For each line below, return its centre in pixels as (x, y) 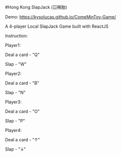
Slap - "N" (15, 92)
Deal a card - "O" (22, 111)
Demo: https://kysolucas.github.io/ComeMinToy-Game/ (60, 17)
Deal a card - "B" (22, 83)
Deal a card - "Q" (22, 55)
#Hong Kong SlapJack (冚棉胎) (36, 7)
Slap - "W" (16, 64)
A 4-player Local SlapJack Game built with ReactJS (57, 26)
